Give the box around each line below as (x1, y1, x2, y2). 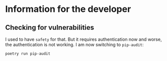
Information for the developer (5, 3, 131, 15)
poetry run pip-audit (5, 51, 51, 56)
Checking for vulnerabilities (5, 23, 95, 32)
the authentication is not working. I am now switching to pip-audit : (5, 42, 144, 48)
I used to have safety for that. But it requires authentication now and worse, (5, 36, 162, 42)
